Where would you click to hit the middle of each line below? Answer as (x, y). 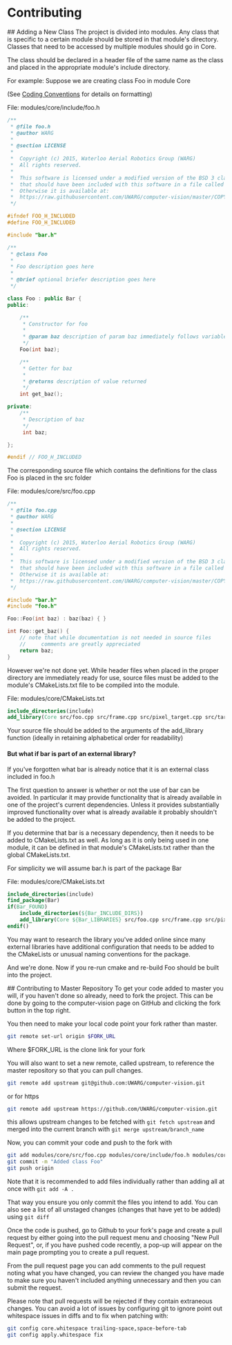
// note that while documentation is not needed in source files (116, 638)
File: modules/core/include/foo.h (54, 107)
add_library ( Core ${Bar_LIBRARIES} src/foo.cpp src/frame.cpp (111, 920)
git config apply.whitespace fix (55, 1335)
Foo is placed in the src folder (49, 478)
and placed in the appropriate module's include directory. (89, 67)
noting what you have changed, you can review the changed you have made (116, 1273)
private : (20, 407)
